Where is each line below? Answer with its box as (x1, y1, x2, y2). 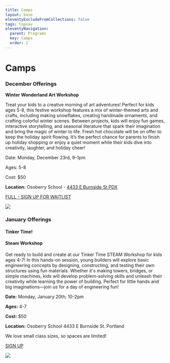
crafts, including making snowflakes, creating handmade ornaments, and (5, 113, 158, 119)
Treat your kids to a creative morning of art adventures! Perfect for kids (5, 102, 155, 108)
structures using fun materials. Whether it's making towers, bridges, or (5, 267, 153, 274)
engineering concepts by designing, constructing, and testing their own (5, 262, 155, 268)
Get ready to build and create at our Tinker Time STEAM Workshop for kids (5, 251, 162, 258)
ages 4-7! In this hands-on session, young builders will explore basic (5, 257, 149, 263)
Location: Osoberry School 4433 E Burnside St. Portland (5, 323, 124, 329)
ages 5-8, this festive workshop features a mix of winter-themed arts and (5, 107, 158, 113)
